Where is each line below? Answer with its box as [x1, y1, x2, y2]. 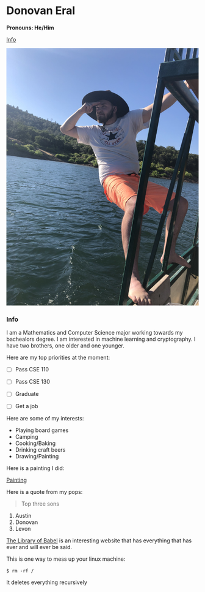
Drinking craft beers [15, 446, 66, 453]
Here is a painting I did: [6, 465, 65, 472]
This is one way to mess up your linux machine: [6, 555, 126, 563]
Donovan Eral [6, 4, 76, 18]
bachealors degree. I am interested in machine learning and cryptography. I [6, 335, 196, 343]
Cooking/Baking [15, 439, 56, 447]
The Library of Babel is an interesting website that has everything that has [6, 537, 192, 544]
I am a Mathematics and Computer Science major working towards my [6, 329, 183, 336]
